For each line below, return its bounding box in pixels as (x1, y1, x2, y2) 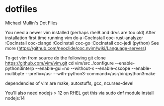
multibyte (5, 70, 25, 76)
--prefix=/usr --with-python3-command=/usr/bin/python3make (25, 70, 156, 76)
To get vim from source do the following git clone (5, 54, 106, 60)
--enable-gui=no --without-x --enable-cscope (35, 65, 131, 71)
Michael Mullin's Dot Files (5, 20, 58, 26)
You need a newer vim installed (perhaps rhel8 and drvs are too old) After (5, 29, 156, 35)
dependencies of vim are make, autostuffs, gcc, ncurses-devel (5, 80, 134, 86)
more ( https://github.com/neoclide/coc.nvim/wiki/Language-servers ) (5, 45, 147, 51)
